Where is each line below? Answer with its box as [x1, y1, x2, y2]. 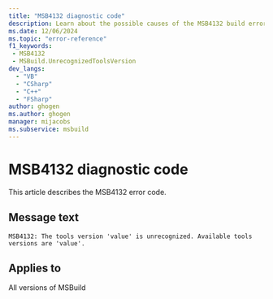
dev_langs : [8, 65, 45, 73]
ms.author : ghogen [8, 110, 71, 119]
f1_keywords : [8, 42, 53, 50]
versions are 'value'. [8, 239, 85, 248]
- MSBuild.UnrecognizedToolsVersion [11, 58, 136, 66]
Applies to [8, 261, 62, 275]
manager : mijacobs [8, 118, 71, 126]
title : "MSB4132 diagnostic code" [8, 11, 126, 20]
